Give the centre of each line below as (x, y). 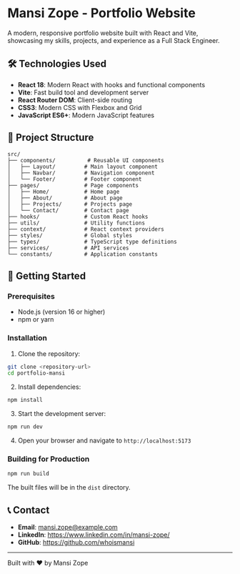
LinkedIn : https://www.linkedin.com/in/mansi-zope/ (94, 535)
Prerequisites (31, 296)
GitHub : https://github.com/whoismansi (76, 543)
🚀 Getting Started (47, 276)
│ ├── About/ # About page (65, 198)
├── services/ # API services (69, 248)
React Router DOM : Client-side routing (75, 100)
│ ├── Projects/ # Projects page (70, 204)
